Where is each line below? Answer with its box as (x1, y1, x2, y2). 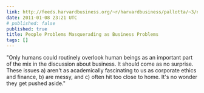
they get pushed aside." (6, 80, 66, 87)
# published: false (6, 20, 56, 26)
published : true (6, 26, 47, 32)
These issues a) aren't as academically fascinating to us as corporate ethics (6, 67, 197, 74)
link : (6, 9, 20, 15)
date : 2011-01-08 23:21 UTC (6, 15, 78, 21)
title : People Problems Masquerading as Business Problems (6, 32, 159, 38)
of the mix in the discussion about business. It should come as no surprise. (6, 60, 194, 67)
